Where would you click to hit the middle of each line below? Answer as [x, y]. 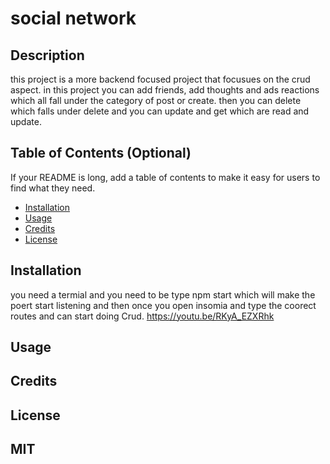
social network [73, 18]
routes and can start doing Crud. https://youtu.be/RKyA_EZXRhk [142, 316]
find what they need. [53, 188]
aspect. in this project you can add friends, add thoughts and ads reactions [165, 90]
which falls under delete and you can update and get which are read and [160, 111]
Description [47, 55]
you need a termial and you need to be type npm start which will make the [163, 294]
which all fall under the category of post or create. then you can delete [156, 100]
